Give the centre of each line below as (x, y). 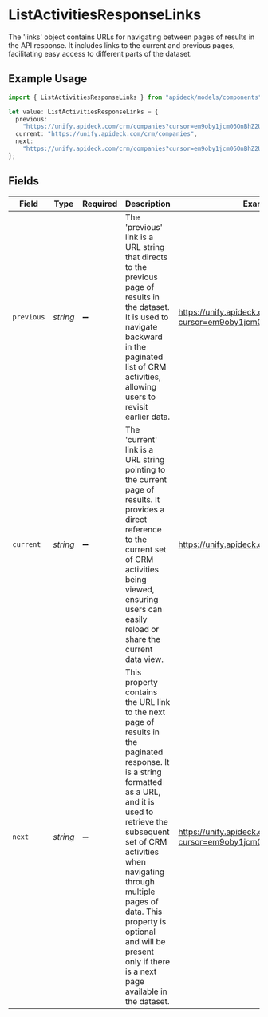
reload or (142, 629)
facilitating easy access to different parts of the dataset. (100, 53)
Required (100, 204)
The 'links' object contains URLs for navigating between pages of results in (132, 37)
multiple (140, 892)
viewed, (140, 589)
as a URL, (143, 792)
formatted (144, 782)
